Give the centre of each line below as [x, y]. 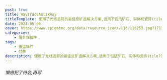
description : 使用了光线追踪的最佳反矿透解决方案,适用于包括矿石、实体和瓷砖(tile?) [84, 56]
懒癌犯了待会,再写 [23, 72]
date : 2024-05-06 [23, 24]
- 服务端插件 [26, 38]
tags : [11, 42]
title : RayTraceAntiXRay [31, 14]
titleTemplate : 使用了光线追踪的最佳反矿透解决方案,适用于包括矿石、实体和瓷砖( [80, 19]
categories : [17, 33]
